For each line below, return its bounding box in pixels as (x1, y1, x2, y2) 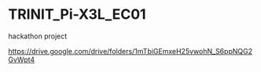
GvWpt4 (8, 55, 35, 64)
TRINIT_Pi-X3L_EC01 (8, 5, 147, 23)
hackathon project (8, 31, 68, 41)
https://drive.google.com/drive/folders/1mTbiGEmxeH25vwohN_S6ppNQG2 (8, 46, 253, 56)
